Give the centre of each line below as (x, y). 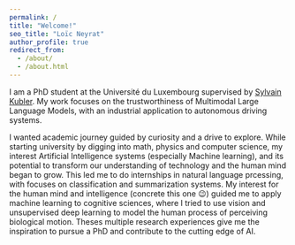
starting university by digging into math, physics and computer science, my (146, 146)
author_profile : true (49, 42)
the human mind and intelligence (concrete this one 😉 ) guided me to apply (145, 193)
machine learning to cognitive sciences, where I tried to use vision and (138, 203)
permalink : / (33, 17)
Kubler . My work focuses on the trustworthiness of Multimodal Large (134, 101)
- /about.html (43, 67)
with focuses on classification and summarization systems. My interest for (144, 184)
